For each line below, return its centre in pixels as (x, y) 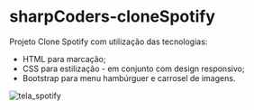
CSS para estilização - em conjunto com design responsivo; (133, 69)
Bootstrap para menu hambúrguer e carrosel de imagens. (129, 78)
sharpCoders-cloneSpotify (113, 17)
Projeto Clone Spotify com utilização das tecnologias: (109, 41)
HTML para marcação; (64, 59)
